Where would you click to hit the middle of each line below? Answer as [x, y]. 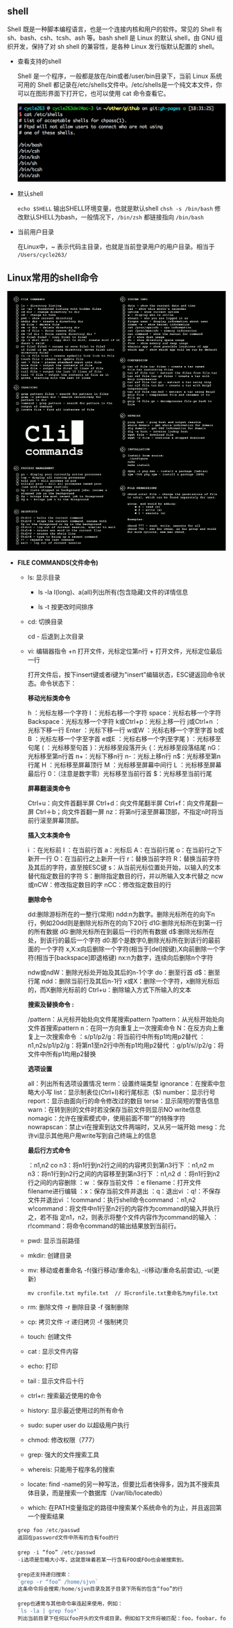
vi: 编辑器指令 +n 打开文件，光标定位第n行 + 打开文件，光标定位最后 [125, 651]
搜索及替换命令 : [51, 1005]
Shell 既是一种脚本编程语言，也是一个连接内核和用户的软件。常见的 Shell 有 [115, 29]
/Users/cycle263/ [42, 255]
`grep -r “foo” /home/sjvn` [58, 1582]
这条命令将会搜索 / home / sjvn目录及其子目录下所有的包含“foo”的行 [100, 1589]
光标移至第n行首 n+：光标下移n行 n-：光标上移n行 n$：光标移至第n [124, 756]
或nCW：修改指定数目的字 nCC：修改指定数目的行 [100, 885]
